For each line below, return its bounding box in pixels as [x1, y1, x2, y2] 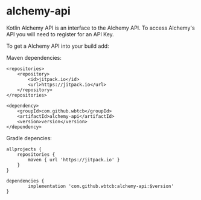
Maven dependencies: [6, 54, 62, 61]
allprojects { [6, 146, 42, 152]
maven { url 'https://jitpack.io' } [28, 156, 120, 163]
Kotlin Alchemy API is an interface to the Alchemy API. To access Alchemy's [6, 24, 195, 31]
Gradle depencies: [6, 134, 53, 141]
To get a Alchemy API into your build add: [6, 42, 110, 50]
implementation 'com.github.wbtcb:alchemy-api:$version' [28, 183, 174, 189]
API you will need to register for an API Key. [6, 30, 115, 37]
